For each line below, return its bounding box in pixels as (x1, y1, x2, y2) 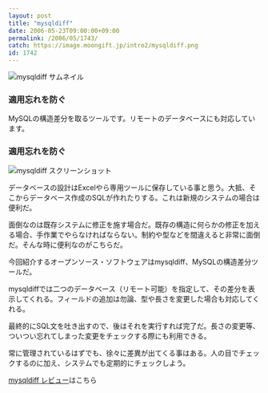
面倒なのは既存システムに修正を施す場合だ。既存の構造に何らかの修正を (8, 220, 246, 229)
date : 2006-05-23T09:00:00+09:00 (8, 26, 120, 34)
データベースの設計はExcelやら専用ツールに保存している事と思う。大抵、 (8, 182, 250, 192)
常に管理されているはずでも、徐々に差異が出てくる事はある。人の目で (8, 348, 239, 358)
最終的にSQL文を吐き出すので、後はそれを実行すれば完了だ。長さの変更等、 (8, 321, 260, 330)
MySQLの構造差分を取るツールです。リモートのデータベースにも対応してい (8, 114, 256, 124)
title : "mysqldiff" (8, 19, 74, 27)
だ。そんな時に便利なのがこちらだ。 (8, 240, 128, 249)
